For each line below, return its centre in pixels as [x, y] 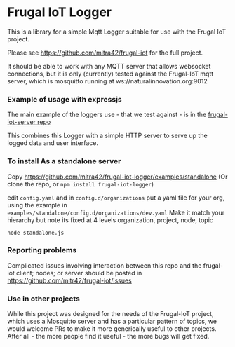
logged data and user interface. [53, 143]
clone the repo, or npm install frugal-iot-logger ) [81, 184]
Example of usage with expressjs [65, 99]
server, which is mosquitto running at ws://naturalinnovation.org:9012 [108, 81]
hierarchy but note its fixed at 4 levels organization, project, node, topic [110, 220]
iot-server [22, 122]
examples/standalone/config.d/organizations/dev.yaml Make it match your [116, 212]
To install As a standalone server [64, 161]
